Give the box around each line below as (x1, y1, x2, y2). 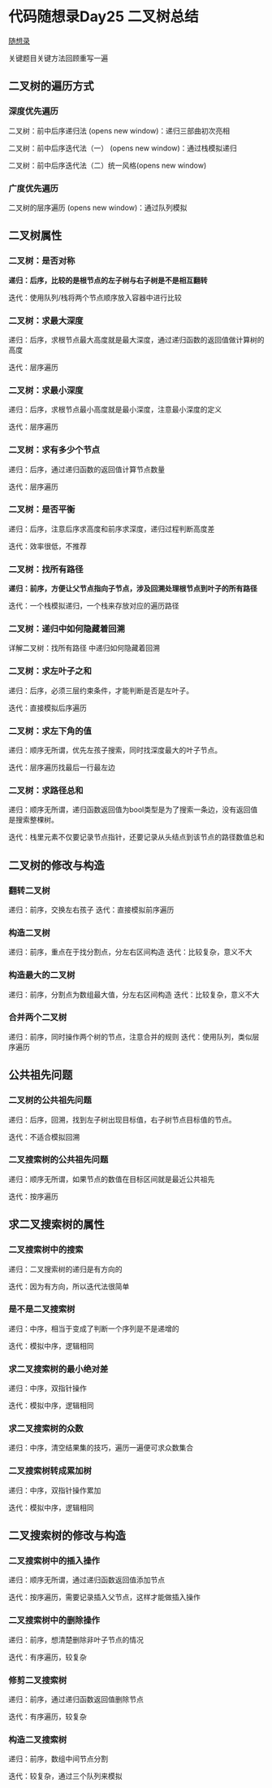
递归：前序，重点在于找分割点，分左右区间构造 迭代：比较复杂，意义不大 (8, 947, 253, 957)
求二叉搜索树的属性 (8, 1218, 105, 1232)
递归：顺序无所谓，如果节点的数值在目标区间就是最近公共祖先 (8, 1174, 215, 1184)
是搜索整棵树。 (8, 815, 58, 825)
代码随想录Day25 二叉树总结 (8, 7, 199, 26)
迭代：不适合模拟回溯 (8, 1132, 80, 1141)
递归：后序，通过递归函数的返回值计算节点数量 (8, 464, 165, 474)
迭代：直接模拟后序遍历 (8, 703, 87, 713)
